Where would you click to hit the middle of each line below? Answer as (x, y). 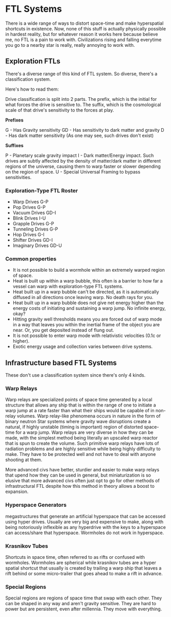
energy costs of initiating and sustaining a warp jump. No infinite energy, (89, 308)
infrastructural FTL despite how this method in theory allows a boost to (80, 486)
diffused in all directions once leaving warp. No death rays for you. (83, 297)
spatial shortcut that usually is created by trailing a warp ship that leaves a (83, 568)
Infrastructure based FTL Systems (61, 363)
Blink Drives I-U (29, 218)
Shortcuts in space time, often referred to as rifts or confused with (75, 557)
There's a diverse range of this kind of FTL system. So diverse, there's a (81, 74)
